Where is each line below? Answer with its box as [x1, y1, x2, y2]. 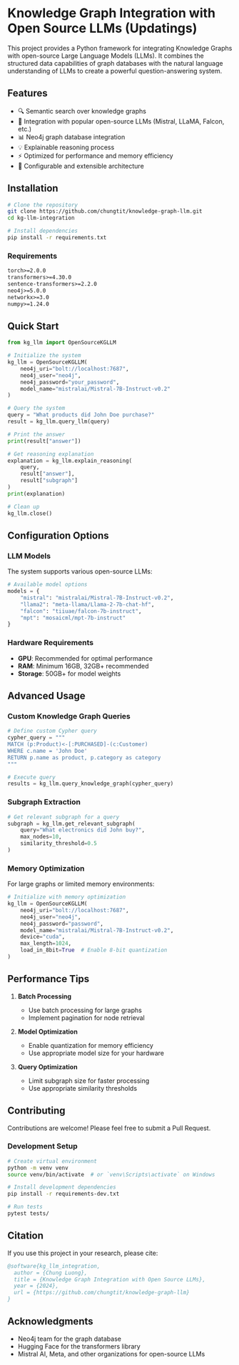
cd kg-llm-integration [7, 214, 75, 222]
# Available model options [7, 581, 88, 589]
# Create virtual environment [7, 1157, 98, 1165]
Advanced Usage [7, 690, 86, 702]
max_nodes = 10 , [20, 834, 62, 841]
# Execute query [7, 774, 56, 781]
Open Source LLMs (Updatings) [7, 20, 198, 36]
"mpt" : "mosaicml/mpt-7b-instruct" [20, 614, 126, 621]
